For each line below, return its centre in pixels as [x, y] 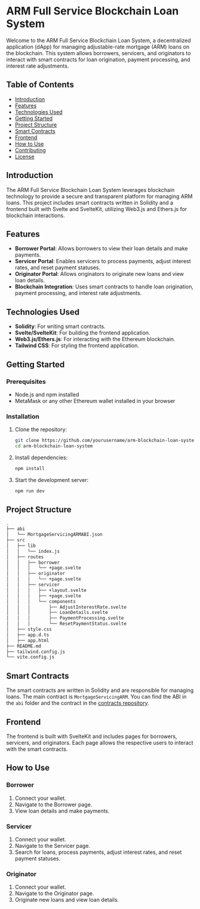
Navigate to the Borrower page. [53, 804]
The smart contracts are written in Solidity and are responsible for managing [100, 690]
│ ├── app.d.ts [28, 635]
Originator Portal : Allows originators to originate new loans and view [99, 274]
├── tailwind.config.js [36, 652]
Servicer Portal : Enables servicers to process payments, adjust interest [103, 261]
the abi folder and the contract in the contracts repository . [78, 703]
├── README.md [24, 646]
